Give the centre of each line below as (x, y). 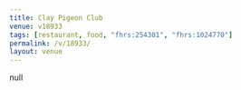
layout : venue (36, 52)
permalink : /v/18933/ (50, 43)
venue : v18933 (36, 26)
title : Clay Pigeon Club (56, 18)
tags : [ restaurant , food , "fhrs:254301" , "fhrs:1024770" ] (121, 35)
